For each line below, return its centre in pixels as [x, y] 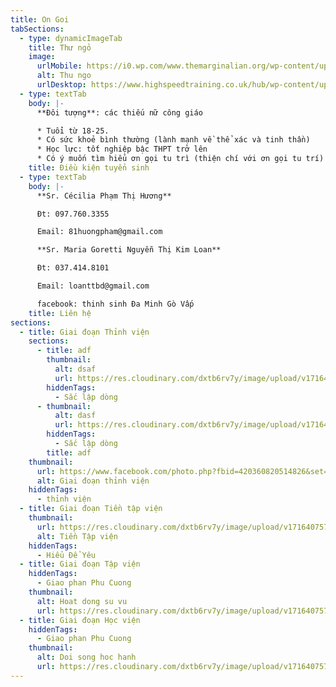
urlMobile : [59, 66]
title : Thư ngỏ [60, 47]
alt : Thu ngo [64, 76]
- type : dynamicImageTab [71, 38]
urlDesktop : [61, 85]
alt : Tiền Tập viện [77, 536]
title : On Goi [40, 19]
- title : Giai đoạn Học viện [80, 620]
